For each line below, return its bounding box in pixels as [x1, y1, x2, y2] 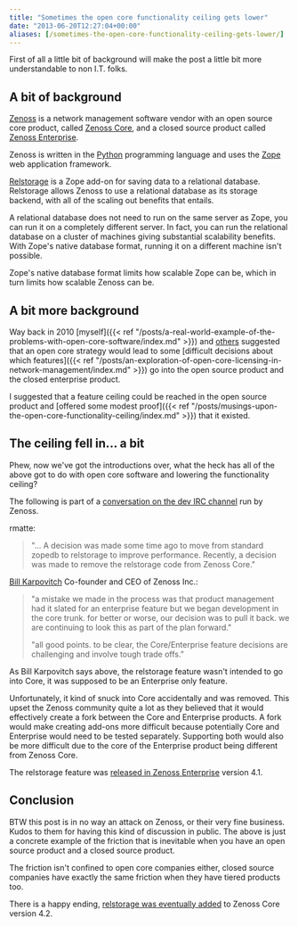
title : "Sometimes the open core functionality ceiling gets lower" [9, 12, 269, 22]
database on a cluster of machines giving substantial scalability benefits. [9, 231, 276, 242]
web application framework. [9, 159, 112, 169]
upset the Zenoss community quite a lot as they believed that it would [9, 702, 264, 713]
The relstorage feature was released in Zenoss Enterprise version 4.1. [9, 766, 263, 777]
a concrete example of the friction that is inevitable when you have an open [9, 835, 286, 846]
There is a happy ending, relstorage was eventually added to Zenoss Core [9, 898, 280, 909]
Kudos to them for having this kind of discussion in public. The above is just [9, 826, 286, 837]
